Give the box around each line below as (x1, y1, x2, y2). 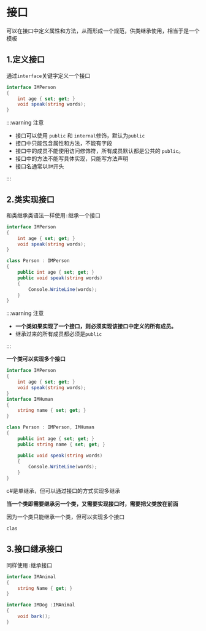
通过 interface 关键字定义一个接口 (6, 72, 91, 79)
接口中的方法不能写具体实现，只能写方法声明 (15, 155, 129, 163)
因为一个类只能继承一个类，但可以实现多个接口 (6, 513, 124, 521)
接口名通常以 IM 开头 (15, 163, 64, 170)
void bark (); (17, 613, 51, 619)
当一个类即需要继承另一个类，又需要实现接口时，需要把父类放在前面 (6, 500, 178, 508)
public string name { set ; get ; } (17, 441, 105, 447)
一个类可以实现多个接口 (6, 355, 66, 363)
